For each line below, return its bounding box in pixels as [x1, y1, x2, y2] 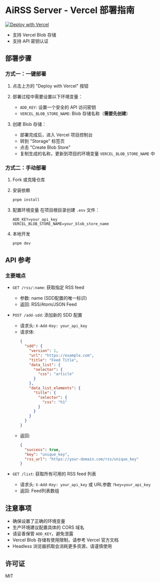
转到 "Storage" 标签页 [19, 138, 65, 144]
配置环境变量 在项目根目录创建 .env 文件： [12, 207, 100, 213]
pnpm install [12, 197, 40, 202]
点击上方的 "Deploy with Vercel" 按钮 [12, 83, 89, 89]
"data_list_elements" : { [29, 385, 81, 391]
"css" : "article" [37, 371, 74, 376]
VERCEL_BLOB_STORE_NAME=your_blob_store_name [12, 221, 109, 226]
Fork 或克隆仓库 [12, 176, 45, 182]
